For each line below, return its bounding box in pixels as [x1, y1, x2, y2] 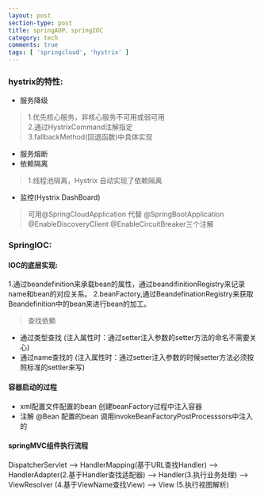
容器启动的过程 [8, 382, 57, 392]
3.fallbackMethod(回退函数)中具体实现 [27, 132, 153, 142]
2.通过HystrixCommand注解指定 [27, 122, 133, 132]
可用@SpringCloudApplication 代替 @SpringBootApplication [27, 209, 224, 219]
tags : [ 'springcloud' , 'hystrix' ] [8, 48, 129, 56]
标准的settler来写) [26, 362, 86, 373]
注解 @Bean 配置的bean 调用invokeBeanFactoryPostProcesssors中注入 [19, 411, 254, 421]
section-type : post [8, 19, 73, 27]
